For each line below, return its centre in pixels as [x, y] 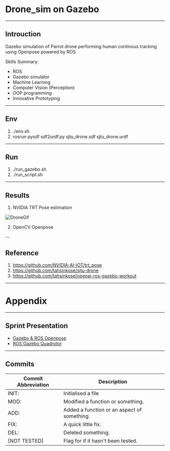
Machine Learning [31, 82]
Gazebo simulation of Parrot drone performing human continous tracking [81, 46]
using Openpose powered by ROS [40, 52]
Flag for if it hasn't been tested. [100, 440]
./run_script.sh [28, 175]
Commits [20, 364]
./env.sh [21, 131]
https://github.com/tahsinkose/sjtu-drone [55, 270]
